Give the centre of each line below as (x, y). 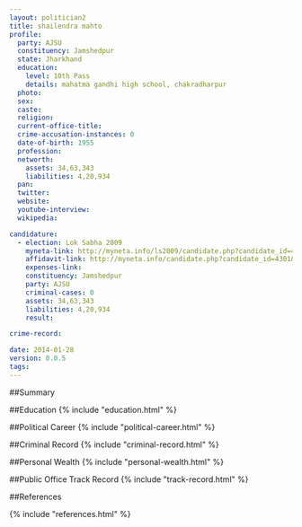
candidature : (34, 234)
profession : (40, 151)
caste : (30, 110)
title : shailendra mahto (56, 26)
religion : (36, 118)
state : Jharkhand (50, 59)
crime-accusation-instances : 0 (76, 135)
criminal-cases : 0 (60, 293)
